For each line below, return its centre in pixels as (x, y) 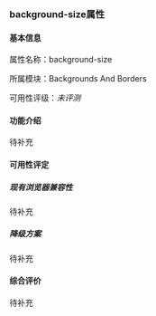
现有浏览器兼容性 (41, 187)
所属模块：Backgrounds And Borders (78, 79)
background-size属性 (57, 14)
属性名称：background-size (61, 60)
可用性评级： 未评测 (45, 98)
